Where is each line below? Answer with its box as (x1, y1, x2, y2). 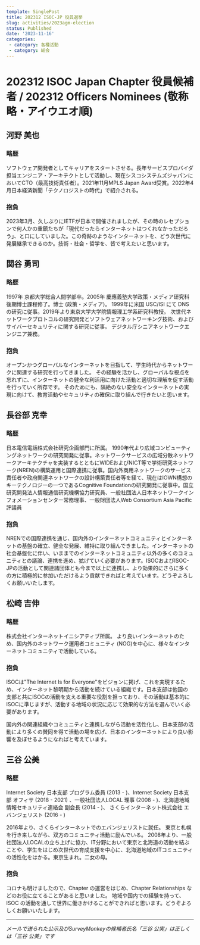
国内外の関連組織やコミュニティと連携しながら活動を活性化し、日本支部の (6, 721, 189, 728)
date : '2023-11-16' (6, 31, 55, 37)
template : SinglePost (6, 8, 60, 15)
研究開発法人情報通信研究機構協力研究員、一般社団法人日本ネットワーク (6, 489, 183, 496)
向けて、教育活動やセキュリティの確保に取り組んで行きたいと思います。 (16, 391, 193, 398)
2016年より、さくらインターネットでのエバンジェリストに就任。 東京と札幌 (6, 824, 192, 831)
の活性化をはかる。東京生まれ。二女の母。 (6, 853, 111, 860)
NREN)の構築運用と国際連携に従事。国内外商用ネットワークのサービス (18, 466, 192, 473)
